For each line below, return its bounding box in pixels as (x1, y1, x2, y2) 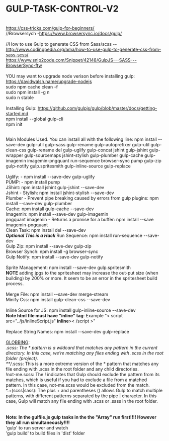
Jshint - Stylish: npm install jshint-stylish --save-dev (6, 190, 115, 196)
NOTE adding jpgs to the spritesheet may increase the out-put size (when (6, 270, 158, 276)
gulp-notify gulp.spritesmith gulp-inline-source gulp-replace (6, 163, 131, 169)
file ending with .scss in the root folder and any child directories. (6, 366, 139, 372)
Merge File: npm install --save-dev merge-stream (6, 291, 109, 297)
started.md (6, 110, 29, 116)
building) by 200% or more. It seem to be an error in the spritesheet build (6, 275, 157, 281)
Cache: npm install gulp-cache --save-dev (6, 206, 94, 212)
